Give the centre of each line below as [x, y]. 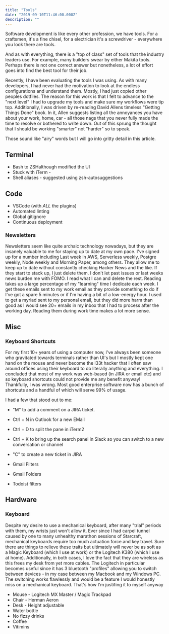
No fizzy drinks [28, 616]
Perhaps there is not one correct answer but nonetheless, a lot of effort [79, 65]
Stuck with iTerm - [32, 172]
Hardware [21, 500]
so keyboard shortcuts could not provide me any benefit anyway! [73, 379]
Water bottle [25, 610]
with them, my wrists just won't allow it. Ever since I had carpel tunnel [77, 531]
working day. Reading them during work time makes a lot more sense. [78, 311]
